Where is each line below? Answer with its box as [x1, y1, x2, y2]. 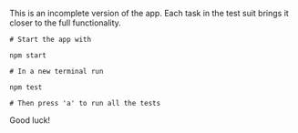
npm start [9, 51, 47, 60]
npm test [9, 83, 43, 92]
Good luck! [9, 115, 51, 126]
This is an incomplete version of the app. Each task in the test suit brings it [9, 8, 289, 18]
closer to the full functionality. [9, 17, 121, 28]
